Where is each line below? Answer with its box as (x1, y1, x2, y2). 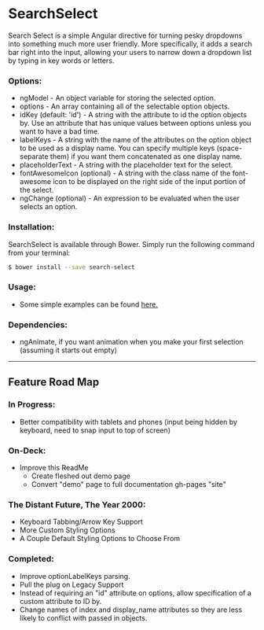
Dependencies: (8, 319, 68, 330)
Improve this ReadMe (19, 462, 89, 472)
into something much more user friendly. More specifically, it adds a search (8, 39, 253, 48)
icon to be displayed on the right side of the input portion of (53, 177, 246, 186)
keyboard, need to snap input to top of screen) (19, 426, 171, 435)
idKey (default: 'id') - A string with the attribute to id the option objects (19, 110, 247, 120)
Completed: (8, 554, 54, 565)
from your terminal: (8, 248, 71, 257)
